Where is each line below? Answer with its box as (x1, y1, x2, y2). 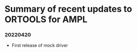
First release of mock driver (11, 43, 68, 49)
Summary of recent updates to (4, 3, 133, 15)
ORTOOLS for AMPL (4, 14, 88, 25)
